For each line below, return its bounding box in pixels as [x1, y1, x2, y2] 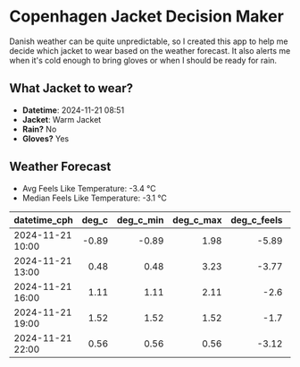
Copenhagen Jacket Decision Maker [9, 6, 284, 27]
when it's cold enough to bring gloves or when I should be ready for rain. [9, 55, 278, 65]
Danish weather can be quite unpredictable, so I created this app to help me [9, 36, 288, 47]
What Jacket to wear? [9, 81, 134, 96]
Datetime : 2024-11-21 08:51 [21, 105, 125, 115]
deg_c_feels [230, 213, 283, 226]
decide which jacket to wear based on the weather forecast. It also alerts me [9, 45, 291, 55]
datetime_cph [13, 213, 74, 226]
